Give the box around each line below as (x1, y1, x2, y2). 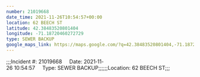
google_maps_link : (6, 42, 52, 48)
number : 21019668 (6, 8, 49, 15)
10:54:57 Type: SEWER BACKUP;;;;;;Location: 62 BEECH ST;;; (14, 64, 170, 71)
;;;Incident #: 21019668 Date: (6, 57, 83, 65)
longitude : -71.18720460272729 (6, 31, 84, 37)
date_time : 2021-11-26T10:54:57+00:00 (6, 14, 102, 20)
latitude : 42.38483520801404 (6, 25, 79, 31)
